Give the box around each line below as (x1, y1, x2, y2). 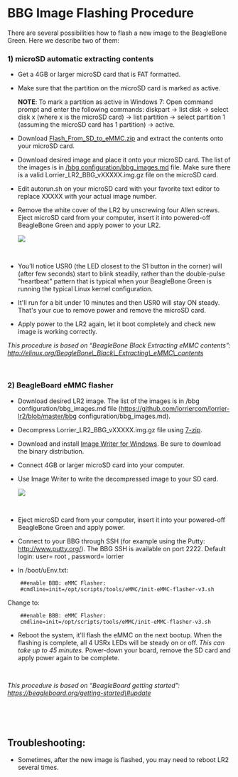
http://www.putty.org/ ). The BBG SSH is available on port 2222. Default (17, 544, 226, 553)
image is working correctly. (17, 328, 98, 336)
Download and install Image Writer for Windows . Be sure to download (17, 439, 222, 448)
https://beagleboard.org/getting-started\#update (7, 689, 151, 697)
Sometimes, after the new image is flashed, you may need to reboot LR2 (17, 756, 229, 764)
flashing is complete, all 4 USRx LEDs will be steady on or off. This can (17, 638, 225, 647)
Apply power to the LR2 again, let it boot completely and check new (17, 320, 217, 328)
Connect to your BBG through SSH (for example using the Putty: (17, 536, 205, 546)
